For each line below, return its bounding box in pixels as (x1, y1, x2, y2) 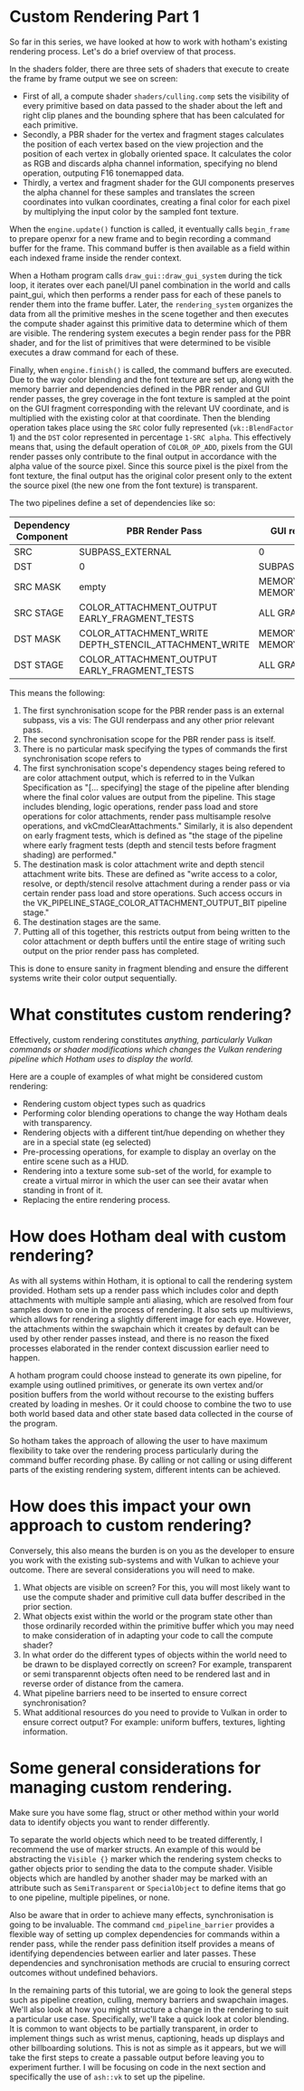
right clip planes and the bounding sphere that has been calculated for (22, 110, 285, 120)
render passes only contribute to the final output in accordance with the (9, 451, 278, 462)
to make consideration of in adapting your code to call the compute (22, 1629, 273, 1640)
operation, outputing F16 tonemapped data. (22, 167, 185, 178)
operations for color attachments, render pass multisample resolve (22, 810, 271, 821)
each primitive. (22, 119, 79, 130)
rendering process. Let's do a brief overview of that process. (9, 45, 236, 56)
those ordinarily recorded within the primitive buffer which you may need (22, 1620, 295, 1631)
